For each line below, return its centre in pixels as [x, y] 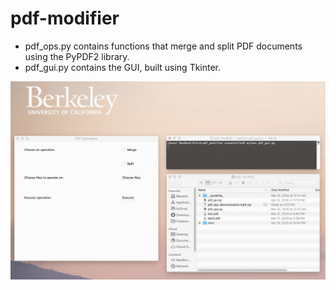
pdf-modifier [65, 18]
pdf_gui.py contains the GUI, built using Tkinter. [123, 67]
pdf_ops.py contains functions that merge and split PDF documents [163, 46]
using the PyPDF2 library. [77, 56]
